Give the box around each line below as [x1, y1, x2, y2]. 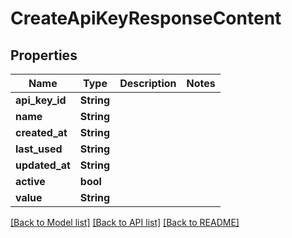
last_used [15, 142, 63, 156]
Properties [10, 47, 78, 64]
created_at [15, 126, 68, 139]
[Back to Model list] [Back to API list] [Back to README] [10, 217, 240, 228]
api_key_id [15, 93, 67, 107]
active [15, 175, 46, 188]
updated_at [15, 158, 71, 172]
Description [119, 77, 177, 90]
